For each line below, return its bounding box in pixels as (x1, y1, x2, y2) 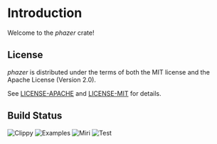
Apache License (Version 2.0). (7, 75, 96, 84)
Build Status (7, 110, 63, 122)
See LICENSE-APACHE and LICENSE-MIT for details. (7, 89, 162, 97)
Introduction (7, 5, 83, 21)
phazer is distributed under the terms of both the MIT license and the (7, 67, 210, 76)
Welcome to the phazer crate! (7, 28, 95, 37)
